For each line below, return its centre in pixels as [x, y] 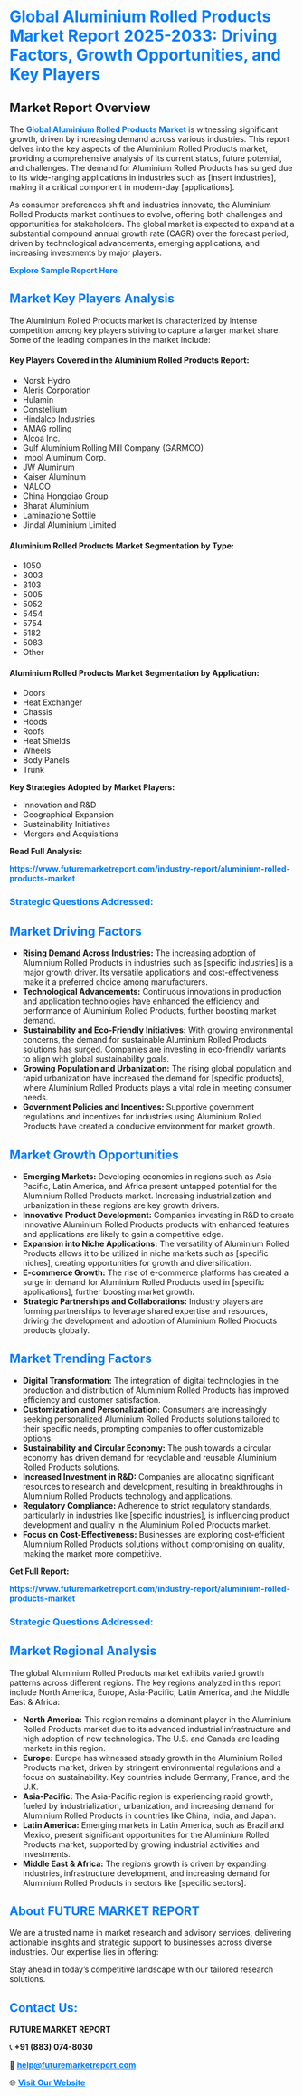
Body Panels [46, 760]
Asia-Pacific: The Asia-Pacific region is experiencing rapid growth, [148, 1796]
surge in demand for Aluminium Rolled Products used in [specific [143, 1281]
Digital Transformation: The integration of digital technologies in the [150, 1380]
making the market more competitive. [92, 1553]
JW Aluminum [48, 467]
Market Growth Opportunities [94, 1154]
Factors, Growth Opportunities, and [146, 55]
